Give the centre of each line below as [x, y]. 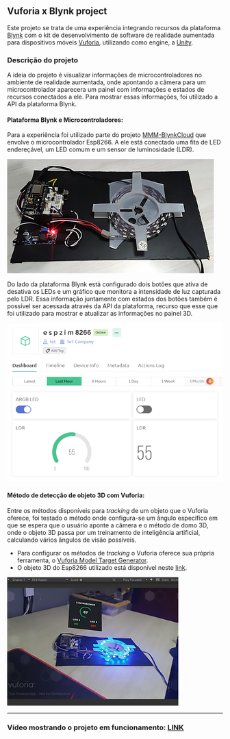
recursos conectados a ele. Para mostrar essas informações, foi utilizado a [113, 97]
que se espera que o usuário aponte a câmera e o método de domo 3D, [108, 525]
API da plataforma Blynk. [42, 104]
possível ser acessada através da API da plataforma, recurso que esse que [113, 306]
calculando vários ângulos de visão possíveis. [72, 540]
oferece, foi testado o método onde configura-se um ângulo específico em [112, 518]
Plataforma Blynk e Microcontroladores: [65, 120]
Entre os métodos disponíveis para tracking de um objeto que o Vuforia [108, 510]
